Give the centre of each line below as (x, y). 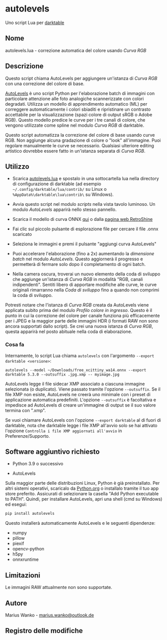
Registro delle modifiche (44, 631)
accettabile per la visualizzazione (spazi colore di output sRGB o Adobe (79, 114)
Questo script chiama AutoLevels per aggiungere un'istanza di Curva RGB (81, 78)
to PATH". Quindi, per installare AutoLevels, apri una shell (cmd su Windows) (84, 499)
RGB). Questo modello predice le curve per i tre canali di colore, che (75, 120)
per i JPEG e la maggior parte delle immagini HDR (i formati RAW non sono (82, 321)
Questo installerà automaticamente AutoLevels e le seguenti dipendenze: (80, 523)
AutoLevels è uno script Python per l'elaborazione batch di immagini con (80, 93)
